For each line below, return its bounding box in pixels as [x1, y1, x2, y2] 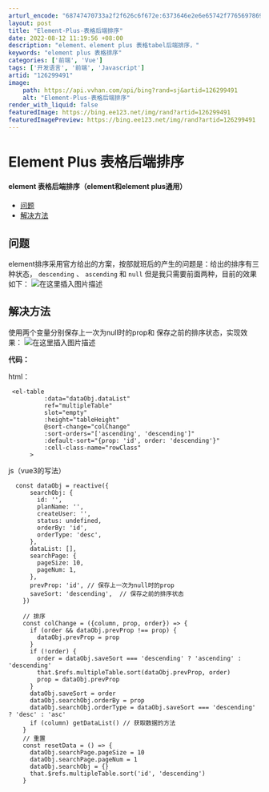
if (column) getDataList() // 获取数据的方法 [29, 718, 176, 727]
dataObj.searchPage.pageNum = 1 [29, 755, 138, 763]
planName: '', [37, 502, 84, 511]
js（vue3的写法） [8, 465, 66, 475]
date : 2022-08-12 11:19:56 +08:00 [8, 34, 124, 42]
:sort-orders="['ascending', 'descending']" [43, 429, 195, 437]
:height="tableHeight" [43, 416, 120, 424]
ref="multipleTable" [43, 401, 113, 409]
